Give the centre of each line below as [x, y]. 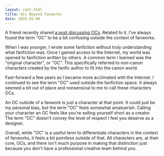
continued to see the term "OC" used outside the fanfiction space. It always [81, 83]
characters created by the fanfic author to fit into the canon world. [72, 68]
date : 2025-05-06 [23, 19]
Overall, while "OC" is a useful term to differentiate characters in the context [82, 133]
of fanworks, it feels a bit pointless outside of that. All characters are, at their [82, 138]
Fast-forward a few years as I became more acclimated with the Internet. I [79, 78]
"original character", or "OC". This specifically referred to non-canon [74, 63]
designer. [14, 123]
